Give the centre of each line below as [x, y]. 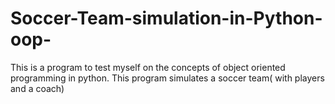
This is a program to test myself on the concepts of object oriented [148, 67]
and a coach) [37, 88]
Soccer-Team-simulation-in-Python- [166, 18]
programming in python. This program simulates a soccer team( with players [167, 78]
